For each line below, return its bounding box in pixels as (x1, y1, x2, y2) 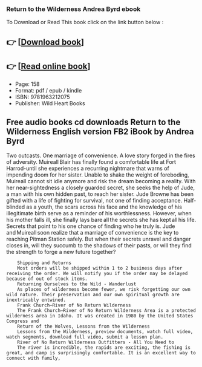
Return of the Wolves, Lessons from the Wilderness (17, 323, 150, 330)
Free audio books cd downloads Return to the (6, 117, 181, 127)
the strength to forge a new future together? (6, 248, 116, 256)
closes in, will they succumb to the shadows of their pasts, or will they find (6, 242, 192, 249)
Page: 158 (15, 80, 40, 88)
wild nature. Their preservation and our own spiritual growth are (6, 292, 180, 298)
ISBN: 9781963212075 (15, 93, 71, 100)
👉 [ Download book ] (6, 37, 85, 47)
